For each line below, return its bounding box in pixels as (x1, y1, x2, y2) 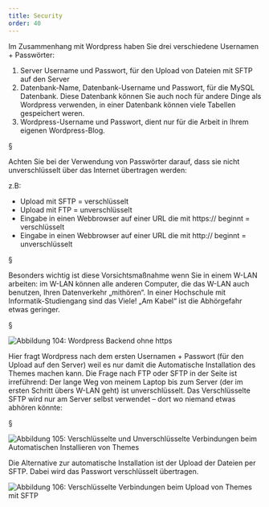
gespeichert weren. (19, 108, 85, 117)
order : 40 (8, 19, 42, 27)
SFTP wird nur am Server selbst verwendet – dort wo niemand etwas (8, 394, 236, 403)
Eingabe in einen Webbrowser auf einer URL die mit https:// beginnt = (19, 213, 251, 223)
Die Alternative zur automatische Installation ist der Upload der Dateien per (8, 458, 256, 468)
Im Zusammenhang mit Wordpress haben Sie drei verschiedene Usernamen (8, 41, 259, 51)
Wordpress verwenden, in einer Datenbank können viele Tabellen (19, 100, 236, 109)
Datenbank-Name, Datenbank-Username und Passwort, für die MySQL (19, 82, 255, 93)
